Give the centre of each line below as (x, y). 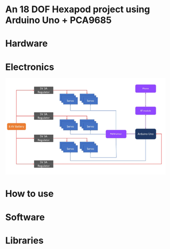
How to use (30, 194)
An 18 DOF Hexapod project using (78, 9)
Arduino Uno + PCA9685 (59, 20)
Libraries (24, 240)
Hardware (26, 44)
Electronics (30, 67)
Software (25, 217)
